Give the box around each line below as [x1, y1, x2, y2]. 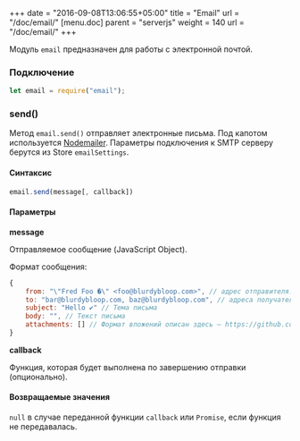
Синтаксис [9, 167, 52, 178]
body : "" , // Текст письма [25, 312, 126, 321]
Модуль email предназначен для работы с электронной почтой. [9, 44, 253, 55]
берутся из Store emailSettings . [9, 147, 129, 157]
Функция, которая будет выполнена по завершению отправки [9, 361, 246, 372]
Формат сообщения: [9, 261, 87, 272]
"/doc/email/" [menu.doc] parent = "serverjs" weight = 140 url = [9, 17, 246, 28]
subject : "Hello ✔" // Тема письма [25, 303, 158, 312]
